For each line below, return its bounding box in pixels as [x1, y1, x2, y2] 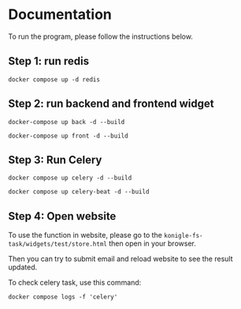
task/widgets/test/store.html [8, 240, 108, 248]
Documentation [8, 6, 113, 24]
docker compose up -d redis [8, 75, 101, 84]
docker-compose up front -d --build [8, 132, 128, 140]
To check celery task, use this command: [8, 278, 142, 288]
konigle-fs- [164, 232, 203, 240]
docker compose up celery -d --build [8, 174, 132, 183]
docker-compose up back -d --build [8, 118, 125, 126]
